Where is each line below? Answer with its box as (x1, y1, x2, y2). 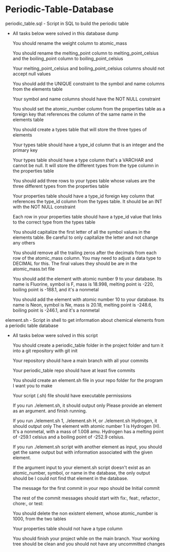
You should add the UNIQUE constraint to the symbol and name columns (12, 80, 165, 87)
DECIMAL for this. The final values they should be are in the (12, 260, 138, 266)
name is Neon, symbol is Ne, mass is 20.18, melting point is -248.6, (12, 301, 153, 308)
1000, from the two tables (12, 515, 66, 521)
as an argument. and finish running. (12, 407, 87, 413)
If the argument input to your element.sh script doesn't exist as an (12, 464, 151, 471)
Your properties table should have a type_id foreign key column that (12, 192, 155, 199)
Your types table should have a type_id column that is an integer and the (12, 142, 164, 148)
